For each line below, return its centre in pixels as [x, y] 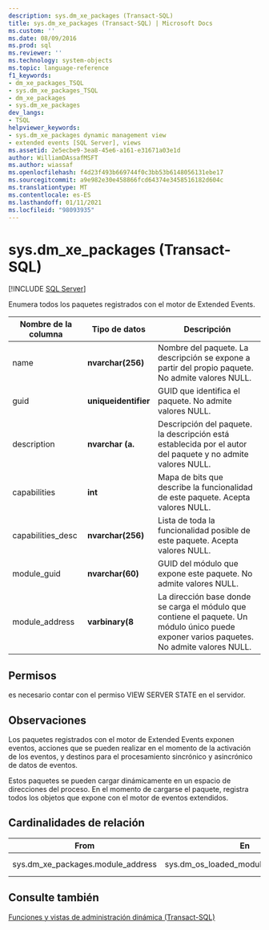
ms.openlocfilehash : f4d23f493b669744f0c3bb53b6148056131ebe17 [116, 173]
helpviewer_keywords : [44, 128]
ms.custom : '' [32, 31]
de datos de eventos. [43, 765]
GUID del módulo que [198, 564]
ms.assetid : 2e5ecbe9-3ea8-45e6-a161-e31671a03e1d [94, 150]
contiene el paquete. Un [203, 617]
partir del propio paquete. [205, 368]
